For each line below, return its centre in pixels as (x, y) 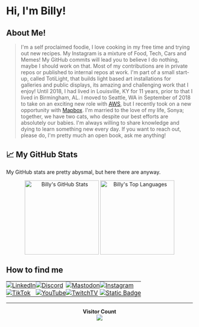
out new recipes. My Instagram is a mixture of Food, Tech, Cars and (103, 53)
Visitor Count (99, 311)
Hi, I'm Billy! (36, 11)
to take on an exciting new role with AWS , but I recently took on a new (106, 104)
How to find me (35, 270)
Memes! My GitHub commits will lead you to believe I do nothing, (100, 60)
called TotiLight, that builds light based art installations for (101, 79)
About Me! (26, 33)
